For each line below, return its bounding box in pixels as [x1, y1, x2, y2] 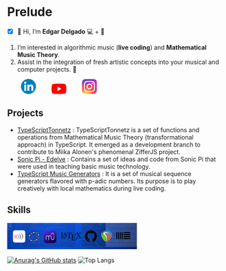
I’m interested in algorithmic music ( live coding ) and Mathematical [16, 43, 207, 52]
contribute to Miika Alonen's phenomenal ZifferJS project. [16, 147, 181, 155]
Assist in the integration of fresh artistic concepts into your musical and [16, 58, 220, 66]
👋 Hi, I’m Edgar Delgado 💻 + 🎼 [16, 27, 105, 35]
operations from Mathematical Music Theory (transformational [16, 133, 194, 141]
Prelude [7, 4, 53, 20]
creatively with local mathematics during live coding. [16, 184, 166, 193]
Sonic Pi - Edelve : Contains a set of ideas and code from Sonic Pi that [16, 155, 216, 163]
